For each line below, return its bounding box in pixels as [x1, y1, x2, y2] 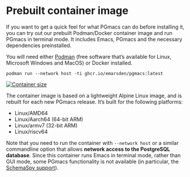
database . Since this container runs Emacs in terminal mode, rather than [6, 151, 181, 158]
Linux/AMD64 [14, 109, 49, 116]
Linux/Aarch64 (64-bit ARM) [14, 115, 84, 123]
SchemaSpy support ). [6, 164, 59, 171]
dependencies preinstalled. [6, 42, 72, 49]
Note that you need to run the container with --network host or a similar [6, 139, 179, 146]
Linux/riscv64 [14, 128, 48, 135]
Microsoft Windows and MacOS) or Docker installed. [6, 59, 133, 66]
